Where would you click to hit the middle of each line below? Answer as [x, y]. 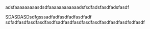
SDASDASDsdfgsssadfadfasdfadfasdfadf [48, 17]
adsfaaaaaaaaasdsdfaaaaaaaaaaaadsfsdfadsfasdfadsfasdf [67, 7]
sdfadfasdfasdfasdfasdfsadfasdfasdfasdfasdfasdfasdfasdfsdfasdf [75, 22]
